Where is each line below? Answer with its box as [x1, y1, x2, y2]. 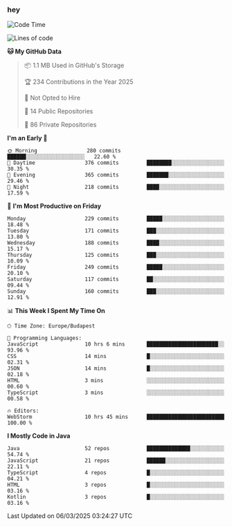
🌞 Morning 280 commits [7, 148, 121, 154]
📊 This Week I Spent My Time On [7, 307, 105, 315]
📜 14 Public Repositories [24, 107, 93, 116]
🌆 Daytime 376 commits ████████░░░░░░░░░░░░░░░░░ [7, 159, 225, 167]
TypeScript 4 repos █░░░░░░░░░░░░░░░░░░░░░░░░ [7, 470, 225, 476]
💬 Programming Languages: [7, 334, 82, 342]
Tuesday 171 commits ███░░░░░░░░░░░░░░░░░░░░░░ [7, 227, 225, 235]
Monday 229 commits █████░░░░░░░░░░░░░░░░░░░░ [7, 215, 225, 222]
